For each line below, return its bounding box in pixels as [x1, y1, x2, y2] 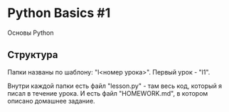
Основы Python [7, 28, 55, 37]
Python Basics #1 [7, 5, 111, 21]
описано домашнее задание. [7, 96, 95, 105]
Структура [7, 49, 58, 61]
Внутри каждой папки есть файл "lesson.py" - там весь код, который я [7, 82, 223, 90]
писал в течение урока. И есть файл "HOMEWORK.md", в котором [7, 89, 208, 97]
